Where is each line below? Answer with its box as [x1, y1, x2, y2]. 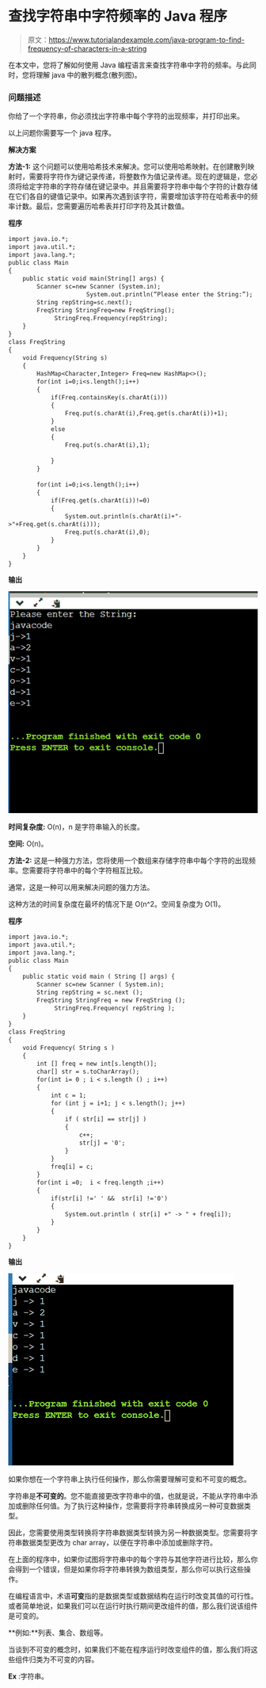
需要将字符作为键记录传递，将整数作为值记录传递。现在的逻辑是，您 [28, 172, 251, 181]
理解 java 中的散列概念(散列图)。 [35, 70, 142, 79]
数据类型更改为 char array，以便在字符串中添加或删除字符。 [21, 1537, 218, 1547]
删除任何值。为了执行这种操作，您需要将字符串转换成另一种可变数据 [21, 1501, 244, 1510]
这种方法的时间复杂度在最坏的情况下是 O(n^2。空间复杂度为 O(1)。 [8, 899, 226, 908]
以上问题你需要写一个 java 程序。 [8, 128, 116, 138]
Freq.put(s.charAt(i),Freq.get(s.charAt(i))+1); [64, 410, 228, 418]
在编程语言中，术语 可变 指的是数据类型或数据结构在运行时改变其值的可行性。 [8, 1591, 258, 1601]
